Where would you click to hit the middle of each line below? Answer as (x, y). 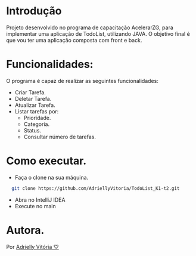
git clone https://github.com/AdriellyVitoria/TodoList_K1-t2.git (96, 188)
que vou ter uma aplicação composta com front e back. (74, 40)
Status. (32, 130)
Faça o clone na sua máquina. (52, 177)
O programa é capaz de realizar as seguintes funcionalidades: (83, 81)
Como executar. (46, 161)
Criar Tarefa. (30, 92)
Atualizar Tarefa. (35, 105)
